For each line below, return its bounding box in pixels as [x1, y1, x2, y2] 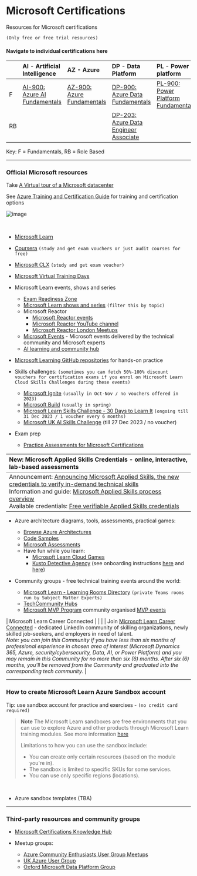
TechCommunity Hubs [23, 600, 78, 608]
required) [6, 707, 30, 713]
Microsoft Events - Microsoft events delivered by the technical [23, 333, 174, 340]
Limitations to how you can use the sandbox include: [20, 741, 148, 749]
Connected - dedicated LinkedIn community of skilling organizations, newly [6, 624, 189, 631]
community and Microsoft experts [23, 339, 106, 346]
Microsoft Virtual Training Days [14, 273, 90, 280]
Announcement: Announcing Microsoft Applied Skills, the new [9, 473, 179, 481]
